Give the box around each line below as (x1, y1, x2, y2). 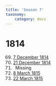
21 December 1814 (12, 60, 51, 66)
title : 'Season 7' (5, 7, 44, 12)
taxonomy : (5, 12, 26, 17)
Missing (15, 65, 31, 71)
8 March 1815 (12, 70, 40, 76)
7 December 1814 (12, 54, 49, 60)
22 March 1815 (12, 76, 43, 82)
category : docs (14, 16, 46, 21)
